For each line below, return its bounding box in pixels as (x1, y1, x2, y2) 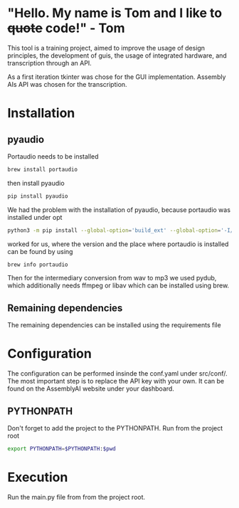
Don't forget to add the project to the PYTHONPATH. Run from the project (7, 424, 223, 432)
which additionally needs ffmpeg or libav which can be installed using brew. (7, 281, 230, 290)
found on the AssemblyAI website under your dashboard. (7, 384, 174, 393)
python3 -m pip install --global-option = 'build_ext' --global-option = (7, 226, 221, 234)
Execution (7, 470, 68, 485)
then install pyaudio (7, 179, 65, 187)
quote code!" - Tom (7, 20, 126, 36)
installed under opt (7, 213, 63, 221)
